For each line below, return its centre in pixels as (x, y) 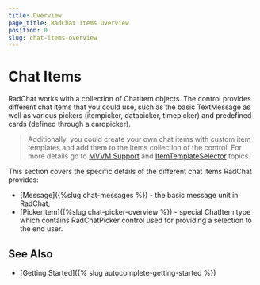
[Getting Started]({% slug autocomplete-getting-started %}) (118, 273)
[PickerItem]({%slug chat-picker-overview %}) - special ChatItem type (135, 212)
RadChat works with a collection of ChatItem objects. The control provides (130, 99)
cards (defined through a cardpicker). (69, 124)
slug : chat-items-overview (53, 38)
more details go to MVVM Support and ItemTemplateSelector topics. (139, 156)
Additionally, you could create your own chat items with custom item (139, 139)
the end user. (41, 229)
